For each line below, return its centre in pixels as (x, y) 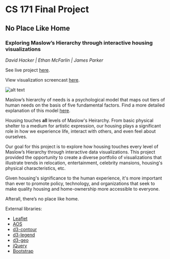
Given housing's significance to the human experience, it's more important (84, 178)
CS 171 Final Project (47, 9)
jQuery (20, 245)
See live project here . (28, 70)
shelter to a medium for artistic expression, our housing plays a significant (83, 125)
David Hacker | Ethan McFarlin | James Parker (54, 60)
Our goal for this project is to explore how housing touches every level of (82, 146)
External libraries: (24, 209)
